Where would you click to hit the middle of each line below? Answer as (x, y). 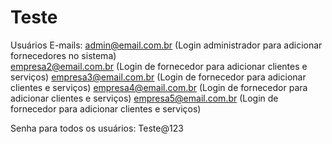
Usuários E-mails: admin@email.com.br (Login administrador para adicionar (166, 45)
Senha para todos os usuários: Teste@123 (97, 128)
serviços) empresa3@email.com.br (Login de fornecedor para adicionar (158, 77)
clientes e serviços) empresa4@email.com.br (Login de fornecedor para (159, 87)
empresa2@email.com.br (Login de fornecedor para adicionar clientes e (159, 66)
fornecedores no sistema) (63, 55)
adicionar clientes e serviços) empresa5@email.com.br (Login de (144, 98)
